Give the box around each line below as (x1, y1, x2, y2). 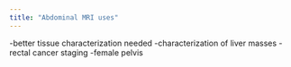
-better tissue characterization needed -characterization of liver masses (9, 38, 277, 48)
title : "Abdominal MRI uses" (9, 13, 119, 22)
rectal (9, 46, 32, 58)
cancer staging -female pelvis (32, 46, 144, 58)
